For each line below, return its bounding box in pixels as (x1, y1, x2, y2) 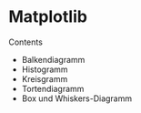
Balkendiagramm (21, 54, 86, 65)
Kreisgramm (21, 73, 68, 84)
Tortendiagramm (21, 83, 85, 94)
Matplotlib (8, 6, 88, 27)
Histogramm (21, 64, 69, 75)
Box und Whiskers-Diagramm (21, 93, 133, 104)
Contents (8, 36, 43, 47)
